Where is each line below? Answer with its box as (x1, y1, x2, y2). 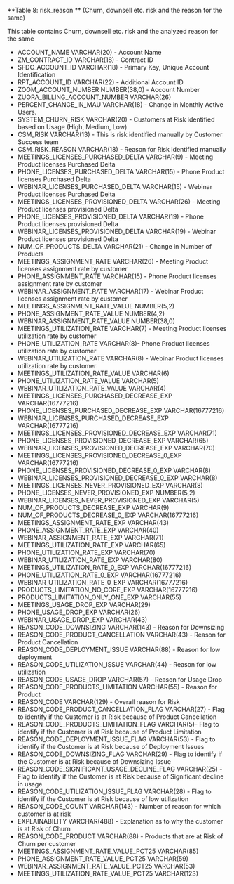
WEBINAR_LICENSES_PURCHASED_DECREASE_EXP (17, 414, 170, 422)
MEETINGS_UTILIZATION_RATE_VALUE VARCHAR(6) (17, 369, 170, 377)
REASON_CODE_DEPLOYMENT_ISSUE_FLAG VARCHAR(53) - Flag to (17, 735, 216, 743)
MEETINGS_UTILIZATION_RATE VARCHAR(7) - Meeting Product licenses (17, 325, 227, 332)
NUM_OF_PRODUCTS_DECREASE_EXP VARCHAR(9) (17, 504, 170, 512)
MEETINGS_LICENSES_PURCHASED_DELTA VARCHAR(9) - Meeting (17, 152, 214, 161)
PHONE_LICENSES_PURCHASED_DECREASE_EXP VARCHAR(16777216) (17, 407, 225, 415)
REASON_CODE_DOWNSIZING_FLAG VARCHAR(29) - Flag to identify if (17, 750, 223, 758)
